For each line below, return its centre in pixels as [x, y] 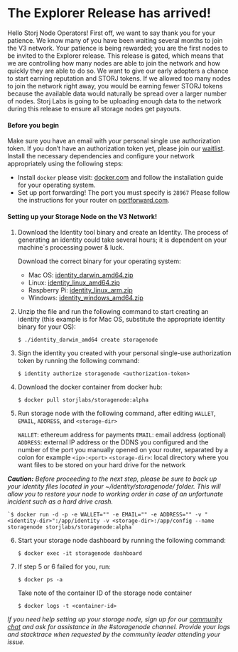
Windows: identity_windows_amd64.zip [86, 298]
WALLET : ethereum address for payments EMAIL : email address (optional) [122, 435]
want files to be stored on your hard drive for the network [102, 465]
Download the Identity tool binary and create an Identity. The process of [123, 233]
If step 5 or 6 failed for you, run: [64, 567]
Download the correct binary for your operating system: [99, 261]
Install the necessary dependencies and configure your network [101, 156]
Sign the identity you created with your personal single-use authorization [124, 353]
